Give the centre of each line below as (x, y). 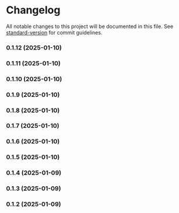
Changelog (33, 10)
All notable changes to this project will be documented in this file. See (90, 26)
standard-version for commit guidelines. (54, 32)
